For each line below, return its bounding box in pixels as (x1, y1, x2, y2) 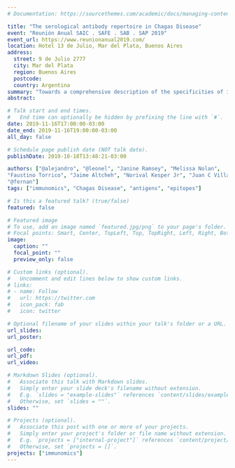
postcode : (13, 75, 42, 82)
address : (7, 49, 33, 56)
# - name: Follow (7, 288, 58, 295)
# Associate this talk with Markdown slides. (7, 378, 149, 385)
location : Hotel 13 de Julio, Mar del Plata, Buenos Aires (7, 43, 183, 50)
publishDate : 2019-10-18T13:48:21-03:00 (7, 152, 127, 160)
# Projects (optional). (7, 417, 77, 424)
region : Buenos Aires (13, 68, 77, 76)
